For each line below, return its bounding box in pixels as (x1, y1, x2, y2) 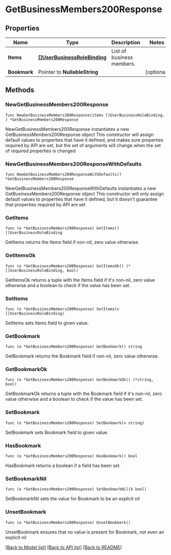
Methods (5, 86, 35, 95)
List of (111, 47, 126, 54)
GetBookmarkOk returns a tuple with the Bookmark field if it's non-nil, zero (5, 391, 162, 397)
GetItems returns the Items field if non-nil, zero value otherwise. (5, 239, 139, 245)
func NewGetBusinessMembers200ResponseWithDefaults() (5, 172, 122, 177)
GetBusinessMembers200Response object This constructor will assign (5, 131, 154, 137)
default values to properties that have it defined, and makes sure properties (5, 136, 164, 143)
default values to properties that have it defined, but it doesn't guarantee (5, 196, 158, 202)
